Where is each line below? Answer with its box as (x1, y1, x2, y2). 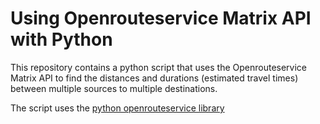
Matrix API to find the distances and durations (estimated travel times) (10, 72, 299, 84)
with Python (10, 28, 113, 51)
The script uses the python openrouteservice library (10, 102, 225, 114)
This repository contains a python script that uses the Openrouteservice (10, 61, 308, 73)
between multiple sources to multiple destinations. (10, 82, 218, 94)
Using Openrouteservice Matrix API (10, 7, 312, 30)
